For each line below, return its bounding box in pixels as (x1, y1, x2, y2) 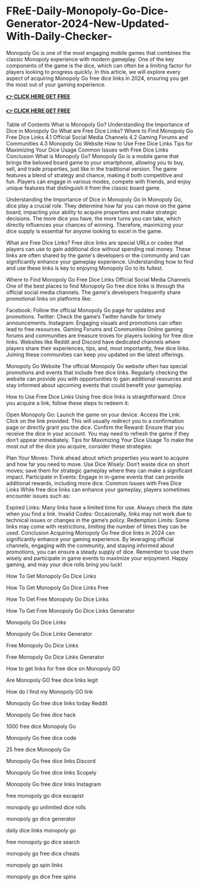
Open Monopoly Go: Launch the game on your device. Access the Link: (6, 410, 181, 418)
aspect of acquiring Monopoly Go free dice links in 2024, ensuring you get (6, 75, 189, 82)
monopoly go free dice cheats (6, 850, 80, 857)
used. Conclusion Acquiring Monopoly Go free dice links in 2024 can (6, 529, 175, 536)
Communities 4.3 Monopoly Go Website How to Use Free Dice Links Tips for (6, 140, 193, 147)
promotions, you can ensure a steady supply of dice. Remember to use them (6, 548, 194, 555)
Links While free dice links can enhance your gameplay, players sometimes (6, 486, 190, 493)
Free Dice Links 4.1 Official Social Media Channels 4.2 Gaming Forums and (6, 133, 188, 141)
